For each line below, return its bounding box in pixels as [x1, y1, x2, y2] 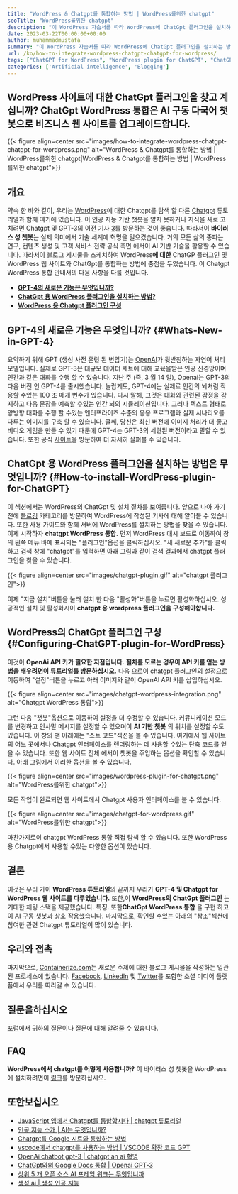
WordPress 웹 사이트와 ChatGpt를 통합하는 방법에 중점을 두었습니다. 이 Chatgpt [7, 260, 230, 268]
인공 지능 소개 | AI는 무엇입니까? [17, 1125, 107, 1134]
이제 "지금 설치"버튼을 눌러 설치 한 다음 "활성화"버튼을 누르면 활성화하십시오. [7, 594, 220, 603]
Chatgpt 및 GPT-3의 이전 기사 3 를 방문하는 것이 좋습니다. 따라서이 [25, 224, 210, 233]
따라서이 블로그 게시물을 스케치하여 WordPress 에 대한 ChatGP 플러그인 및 [22, 251, 228, 259]
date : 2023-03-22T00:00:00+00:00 [7, 30, 106, 38]
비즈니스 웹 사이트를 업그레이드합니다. [35, 118, 191, 130]
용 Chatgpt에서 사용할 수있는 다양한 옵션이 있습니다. [7, 842, 152, 850]
